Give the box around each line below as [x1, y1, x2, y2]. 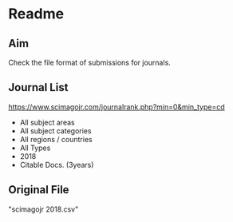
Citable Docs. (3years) [19, 160, 94, 169]
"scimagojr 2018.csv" [8, 204, 79, 214]
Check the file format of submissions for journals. [8, 57, 172, 67]
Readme [8, 5, 65, 23]
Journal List [8, 81, 69, 94]
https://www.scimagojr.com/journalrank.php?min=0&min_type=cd [8, 101, 225, 112]
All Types [19, 143, 51, 153]
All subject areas [19, 117, 75, 127]
